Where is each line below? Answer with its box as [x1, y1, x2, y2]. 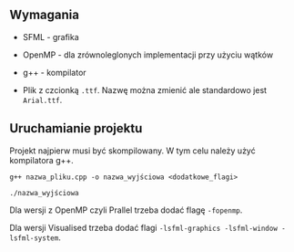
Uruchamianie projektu [9, 121, 143, 136]
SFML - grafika [22, 31, 79, 42]
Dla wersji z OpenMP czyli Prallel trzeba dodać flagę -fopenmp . [9, 205, 243, 215]
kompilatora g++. [9, 154, 75, 165]
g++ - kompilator [22, 67, 86, 78]
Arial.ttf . [22, 94, 63, 105]
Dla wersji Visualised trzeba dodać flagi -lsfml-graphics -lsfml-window [9, 222, 278, 233]
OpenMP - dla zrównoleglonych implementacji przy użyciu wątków [22, 49, 274, 60]
